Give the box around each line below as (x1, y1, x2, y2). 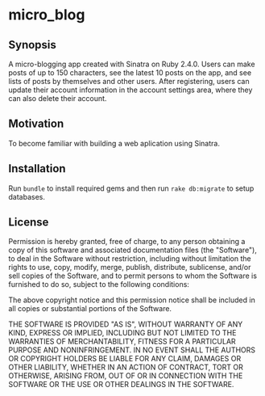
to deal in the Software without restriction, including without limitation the (8, 254, 251, 263)
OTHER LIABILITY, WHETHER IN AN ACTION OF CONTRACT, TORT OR (8, 362, 243, 373)
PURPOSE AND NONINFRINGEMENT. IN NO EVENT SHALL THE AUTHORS (8, 345, 256, 355)
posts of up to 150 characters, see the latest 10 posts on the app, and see (8, 68, 252, 78)
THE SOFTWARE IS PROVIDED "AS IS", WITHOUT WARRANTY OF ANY (8, 319, 243, 329)
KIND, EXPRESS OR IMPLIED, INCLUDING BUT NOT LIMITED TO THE (8, 328, 237, 338)
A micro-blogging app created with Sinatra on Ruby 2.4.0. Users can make (8, 59, 255, 69)
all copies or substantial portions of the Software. (8, 304, 172, 314)
